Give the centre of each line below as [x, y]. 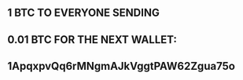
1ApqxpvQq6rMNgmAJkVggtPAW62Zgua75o [121, 66]
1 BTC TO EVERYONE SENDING [84, 13]
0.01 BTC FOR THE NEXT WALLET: [92, 40]
